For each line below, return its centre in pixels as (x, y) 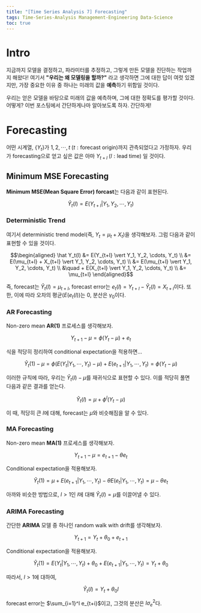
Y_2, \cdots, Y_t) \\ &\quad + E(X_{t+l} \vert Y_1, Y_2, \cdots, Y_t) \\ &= (101, 267)
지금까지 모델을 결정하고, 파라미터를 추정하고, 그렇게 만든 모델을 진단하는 (91, 70)
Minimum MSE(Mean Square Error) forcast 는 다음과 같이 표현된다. (88, 191)
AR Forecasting (29, 312)
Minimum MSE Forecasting (58, 176)
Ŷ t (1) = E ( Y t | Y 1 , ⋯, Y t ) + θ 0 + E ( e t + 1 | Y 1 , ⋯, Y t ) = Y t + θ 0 (101, 564)
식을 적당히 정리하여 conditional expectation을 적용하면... (74, 352)
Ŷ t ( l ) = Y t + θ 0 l (101, 590)
